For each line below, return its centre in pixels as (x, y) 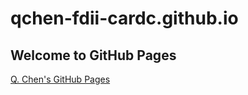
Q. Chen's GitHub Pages (60, 79)
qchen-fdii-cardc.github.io (124, 18)
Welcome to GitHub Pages (93, 55)
